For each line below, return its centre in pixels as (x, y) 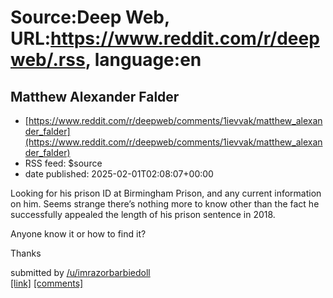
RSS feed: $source (63, 163)
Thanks (26, 253)
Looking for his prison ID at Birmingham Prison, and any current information (166, 193)
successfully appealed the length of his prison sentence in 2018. (143, 214)
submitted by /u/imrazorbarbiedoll (80, 272)
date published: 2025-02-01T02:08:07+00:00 (119, 174)
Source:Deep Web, (90, 17)
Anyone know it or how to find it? (78, 234)
